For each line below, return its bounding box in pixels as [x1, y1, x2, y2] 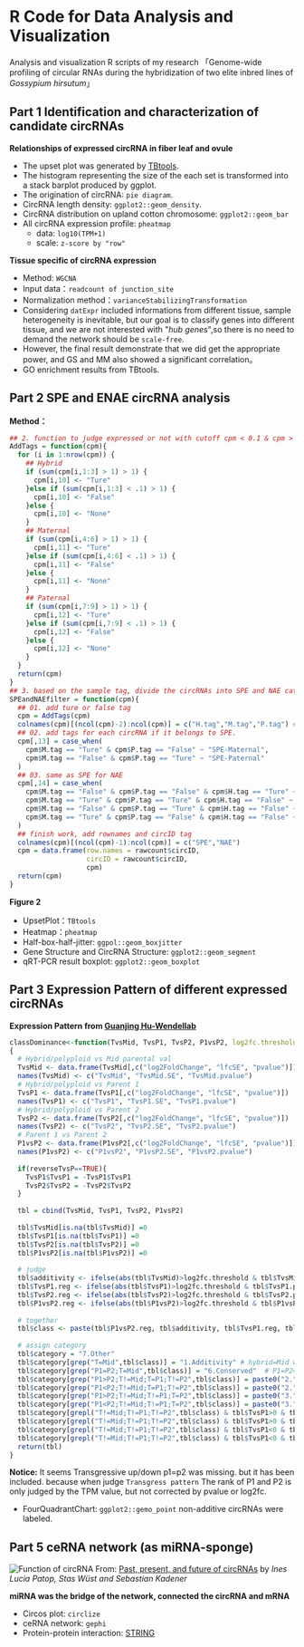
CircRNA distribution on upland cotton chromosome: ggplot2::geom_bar [22, 208, 290, 219]
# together [17, 1315, 59, 1324]
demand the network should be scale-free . [22, 333, 185, 344]
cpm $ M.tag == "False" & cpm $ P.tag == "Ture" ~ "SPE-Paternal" [25, 754, 265, 763]
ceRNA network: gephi [22, 1618, 107, 1629]
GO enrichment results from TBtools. [22, 364, 160, 375]
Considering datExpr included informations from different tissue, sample [22, 304, 291, 315]
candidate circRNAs [9, 119, 125, 134]
